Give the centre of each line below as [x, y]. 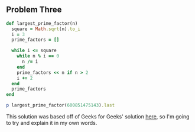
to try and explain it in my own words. [52, 123]
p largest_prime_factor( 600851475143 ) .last [61, 105]
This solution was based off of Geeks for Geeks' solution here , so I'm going [98, 117]
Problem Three [34, 10]
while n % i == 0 [38, 56]
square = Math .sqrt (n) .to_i [46, 29]
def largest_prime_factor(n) [42, 23]
